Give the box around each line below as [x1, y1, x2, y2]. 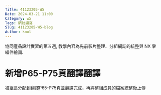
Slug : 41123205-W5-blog [5, 25, 53, 30]
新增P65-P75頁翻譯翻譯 [5, 68, 101, 79]
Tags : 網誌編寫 [5, 20, 33, 26]
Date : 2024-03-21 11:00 [5, 12, 53, 16]
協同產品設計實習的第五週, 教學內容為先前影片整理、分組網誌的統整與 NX [5, 43, 151, 49]
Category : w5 [5, 16, 32, 21]
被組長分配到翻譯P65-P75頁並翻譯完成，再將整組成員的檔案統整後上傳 [5, 85, 146, 91]
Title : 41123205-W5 [5, 7, 45, 12]
